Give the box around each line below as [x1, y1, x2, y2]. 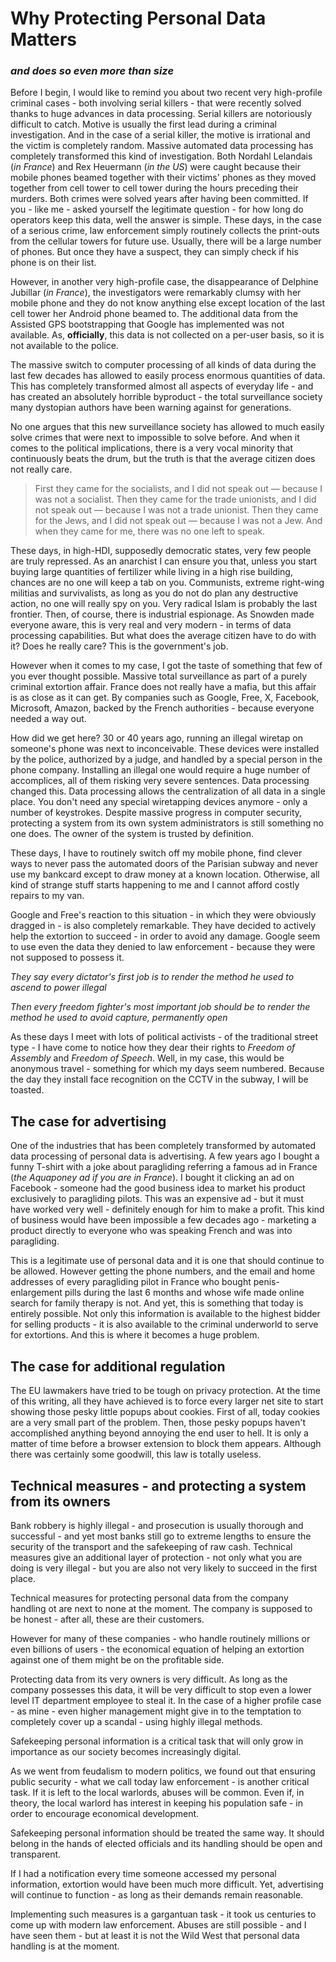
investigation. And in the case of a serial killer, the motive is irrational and [10, 129, 311, 141]
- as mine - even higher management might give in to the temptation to [10, 1705, 302, 1717]
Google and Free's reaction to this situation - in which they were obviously [10, 909, 317, 921]
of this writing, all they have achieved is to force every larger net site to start [10, 1395, 324, 1407]
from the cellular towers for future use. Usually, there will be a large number [10, 235, 322, 247]
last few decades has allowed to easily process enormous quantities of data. [10, 370, 326, 382]
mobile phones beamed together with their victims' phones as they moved [10, 172, 317, 184]
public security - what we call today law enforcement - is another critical [10, 1775, 310, 1787]
